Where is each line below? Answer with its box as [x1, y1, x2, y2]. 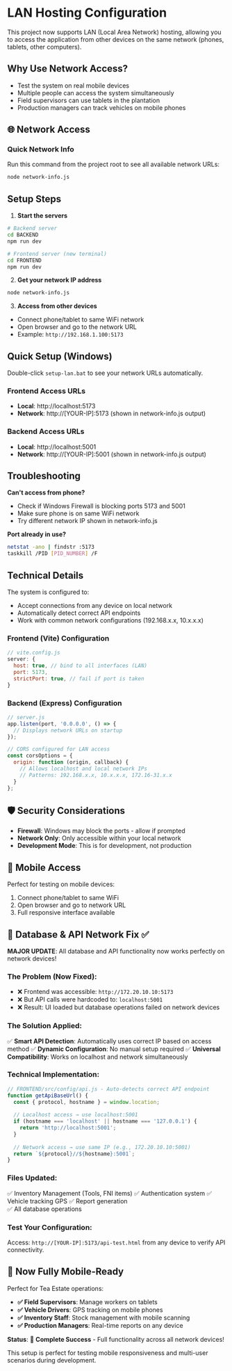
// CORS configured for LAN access [7, 746, 110, 753]
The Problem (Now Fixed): [7, 972, 97, 981]
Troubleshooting [7, 470, 81, 482]
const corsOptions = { [7, 753, 73, 760]
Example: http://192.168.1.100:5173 [17, 330, 124, 339]
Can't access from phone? [7, 488, 85, 497]
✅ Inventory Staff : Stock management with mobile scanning [17, 1313, 190, 1322]
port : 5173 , [13, 668, 49, 675]
